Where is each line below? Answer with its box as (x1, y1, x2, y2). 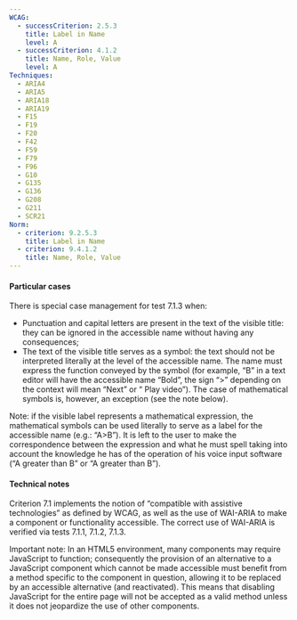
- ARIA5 (17, 87, 46, 96)
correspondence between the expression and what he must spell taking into (9, 439, 288, 450)
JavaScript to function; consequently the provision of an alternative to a (9, 553, 272, 564)
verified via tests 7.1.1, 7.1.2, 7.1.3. (9, 526, 126, 537)
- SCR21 (17, 211, 46, 221)
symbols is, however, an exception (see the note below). (21, 394, 229, 404)
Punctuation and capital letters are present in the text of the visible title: (21, 318, 285, 329)
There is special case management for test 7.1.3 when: (9, 300, 207, 312)
